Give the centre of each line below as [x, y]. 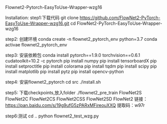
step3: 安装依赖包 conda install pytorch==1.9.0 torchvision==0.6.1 [73, 55]
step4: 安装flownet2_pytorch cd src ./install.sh [53, 82]
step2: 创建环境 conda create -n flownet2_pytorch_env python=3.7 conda [81, 39]
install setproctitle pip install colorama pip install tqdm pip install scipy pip [81, 66]
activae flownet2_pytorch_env [36, 45]
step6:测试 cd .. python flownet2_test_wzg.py [52, 116]
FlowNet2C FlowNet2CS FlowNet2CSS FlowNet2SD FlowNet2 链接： [76, 99]
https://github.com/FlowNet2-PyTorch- [120, 18]
